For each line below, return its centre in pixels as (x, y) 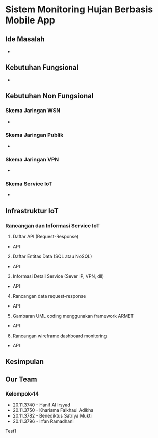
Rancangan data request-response (49, 296)
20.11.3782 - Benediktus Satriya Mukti (52, 416)
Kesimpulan (25, 362)
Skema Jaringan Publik (34, 135)
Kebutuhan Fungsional (42, 68)
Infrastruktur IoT (32, 211)
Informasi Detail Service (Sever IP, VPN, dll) (58, 276)
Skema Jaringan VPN (32, 159)
